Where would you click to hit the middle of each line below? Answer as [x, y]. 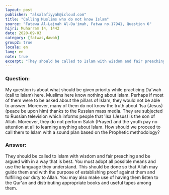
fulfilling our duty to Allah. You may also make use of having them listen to [82, 177]
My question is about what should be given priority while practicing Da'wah [83, 89]
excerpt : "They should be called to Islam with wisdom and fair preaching [85, 61]
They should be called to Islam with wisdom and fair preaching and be [78, 156]
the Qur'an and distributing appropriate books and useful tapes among [78, 182]
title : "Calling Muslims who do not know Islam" [57, 19]
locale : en [17, 47]
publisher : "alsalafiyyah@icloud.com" [46, 15]
